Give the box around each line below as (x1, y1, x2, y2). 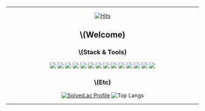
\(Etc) (93, 77, 112, 86)
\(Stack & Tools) (78, 48, 127, 57)
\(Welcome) (79, 30, 126, 40)
